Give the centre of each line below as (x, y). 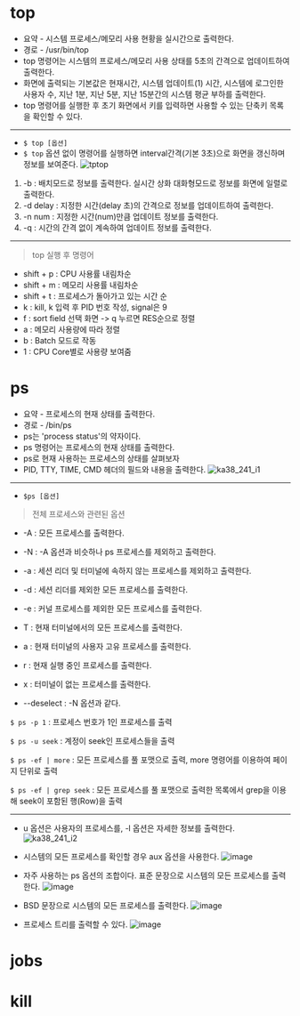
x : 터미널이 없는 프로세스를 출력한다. (87, 684)
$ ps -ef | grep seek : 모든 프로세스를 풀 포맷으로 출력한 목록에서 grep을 (140, 789)
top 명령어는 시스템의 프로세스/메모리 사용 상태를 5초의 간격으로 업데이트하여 (156, 60)
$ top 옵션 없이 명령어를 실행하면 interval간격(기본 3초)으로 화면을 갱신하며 (154, 153)
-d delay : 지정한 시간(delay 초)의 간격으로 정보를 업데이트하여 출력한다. (148, 205)
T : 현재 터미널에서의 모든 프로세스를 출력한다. (103, 627)
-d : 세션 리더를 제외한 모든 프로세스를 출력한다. (105, 589)
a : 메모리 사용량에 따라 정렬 (72, 329)
